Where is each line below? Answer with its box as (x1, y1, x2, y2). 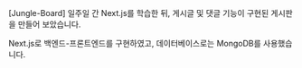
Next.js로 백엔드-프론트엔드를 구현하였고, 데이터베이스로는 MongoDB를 (8, 38, 261, 48)
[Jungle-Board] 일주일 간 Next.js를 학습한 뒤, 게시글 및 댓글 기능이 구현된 (8, 8, 269, 18)
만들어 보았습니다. (17, 19, 81, 30)
